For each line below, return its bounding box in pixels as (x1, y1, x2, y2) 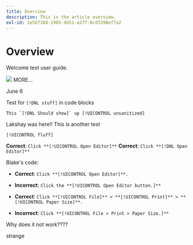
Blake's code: (6, 159, 39, 166)
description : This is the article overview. (6, 14, 116, 20)
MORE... (13, 76, 33, 83)
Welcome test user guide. (6, 64, 68, 71)
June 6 (6, 88, 23, 95)
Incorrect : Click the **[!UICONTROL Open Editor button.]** (14, 182, 161, 189)
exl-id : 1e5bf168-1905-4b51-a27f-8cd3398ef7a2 (6, 19, 122, 25)
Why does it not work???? (6, 221, 68, 228)
